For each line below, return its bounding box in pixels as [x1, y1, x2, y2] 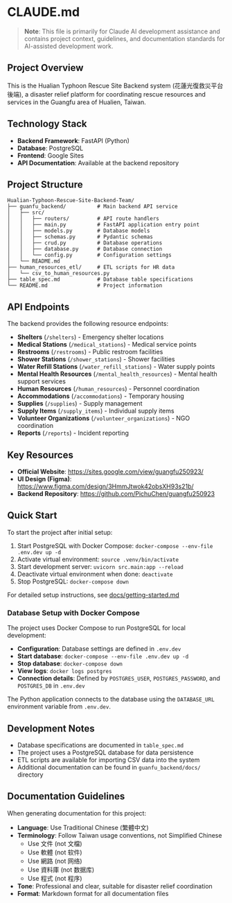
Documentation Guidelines [7, 790, 125, 802]
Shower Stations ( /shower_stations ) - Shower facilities [17, 355, 175, 363]
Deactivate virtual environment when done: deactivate [17, 570, 173, 578]
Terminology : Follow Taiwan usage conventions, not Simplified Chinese [17, 831, 222, 839]
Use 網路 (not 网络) [27, 856, 82, 865]
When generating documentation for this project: [7, 809, 147, 817]
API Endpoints [7, 301, 70, 313]
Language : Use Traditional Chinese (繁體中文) [17, 823, 149, 831]
